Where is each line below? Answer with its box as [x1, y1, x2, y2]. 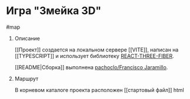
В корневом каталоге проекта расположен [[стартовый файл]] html [14, 86, 184, 93]
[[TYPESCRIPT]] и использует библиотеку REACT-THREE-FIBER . [14, 52, 175, 59]
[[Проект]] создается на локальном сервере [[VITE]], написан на [14, 46, 179, 53]
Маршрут [14, 75, 39, 82]
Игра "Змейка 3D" [6, 4, 102, 18]
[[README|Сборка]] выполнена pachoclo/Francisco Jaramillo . [14, 63, 168, 71]
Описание [14, 35, 40, 42]
